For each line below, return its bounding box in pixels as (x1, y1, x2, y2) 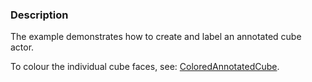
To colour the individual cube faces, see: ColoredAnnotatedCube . (10, 61, 280, 73)
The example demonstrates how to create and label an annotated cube (10, 31, 302, 43)
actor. (10, 41, 35, 53)
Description (10, 8, 69, 22)
